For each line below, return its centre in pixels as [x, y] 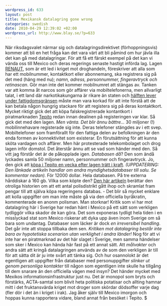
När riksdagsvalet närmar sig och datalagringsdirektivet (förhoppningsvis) [81, 47]
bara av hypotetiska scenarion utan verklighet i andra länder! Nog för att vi [82, 234]
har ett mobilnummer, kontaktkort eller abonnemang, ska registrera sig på [81, 74]
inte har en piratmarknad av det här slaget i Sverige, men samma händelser [82, 239]
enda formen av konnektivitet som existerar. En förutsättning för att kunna [81, 138]
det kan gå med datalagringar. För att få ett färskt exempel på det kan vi [79, 58]
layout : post [19, 15]
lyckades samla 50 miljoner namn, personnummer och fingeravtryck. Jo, [80, 159]
